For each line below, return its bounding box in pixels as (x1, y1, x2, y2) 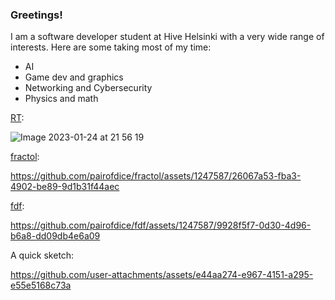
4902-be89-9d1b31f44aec (10, 181, 120, 193)
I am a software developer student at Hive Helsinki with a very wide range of (10, 31, 325, 43)
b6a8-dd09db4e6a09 (10, 230, 101, 242)
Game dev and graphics (24, 71, 124, 83)
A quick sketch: (10, 249, 75, 262)
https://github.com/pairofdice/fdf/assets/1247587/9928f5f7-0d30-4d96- (10, 219, 312, 232)
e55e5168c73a (10, 279, 72, 292)
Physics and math (24, 93, 99, 105)
